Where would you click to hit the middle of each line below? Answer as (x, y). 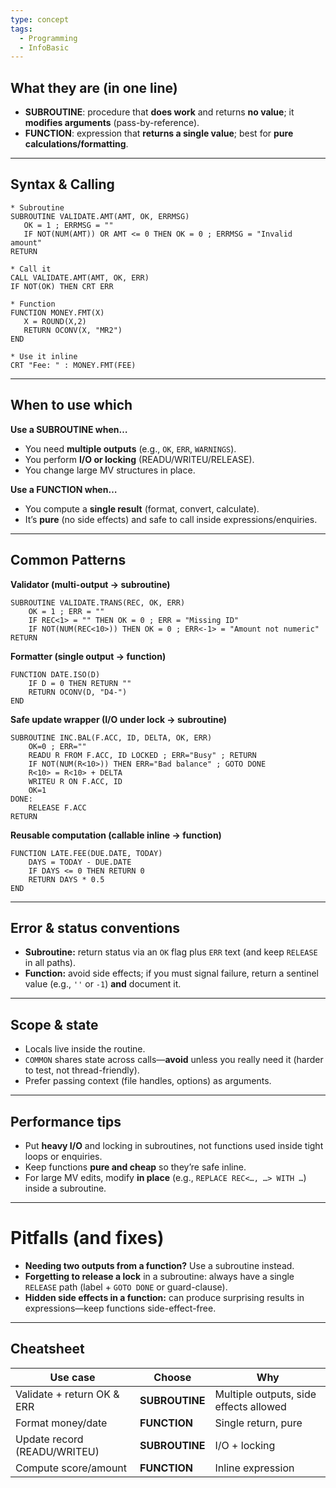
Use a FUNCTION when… (64, 489)
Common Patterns (68, 560)
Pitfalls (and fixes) (87, 1238)
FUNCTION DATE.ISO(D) (55, 674)
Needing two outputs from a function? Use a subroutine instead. (159, 1265)
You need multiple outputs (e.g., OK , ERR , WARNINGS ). (130, 448)
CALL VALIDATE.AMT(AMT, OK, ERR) (80, 277)
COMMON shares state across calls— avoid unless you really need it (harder (174, 1060)
